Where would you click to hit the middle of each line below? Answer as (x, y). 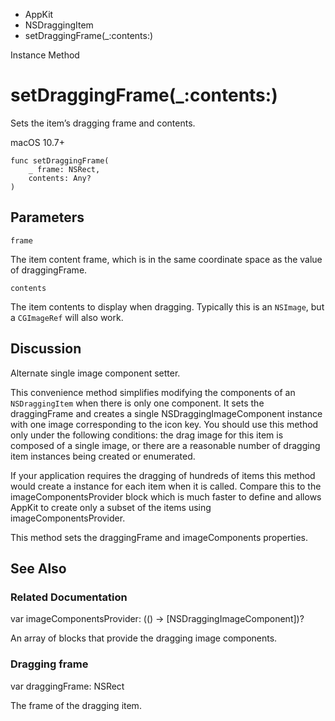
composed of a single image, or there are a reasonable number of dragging (165, 445)
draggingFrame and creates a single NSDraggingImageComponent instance (166, 413)
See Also (38, 568)
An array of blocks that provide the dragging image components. (144, 638)
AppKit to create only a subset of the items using (111, 507)
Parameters (47, 217)
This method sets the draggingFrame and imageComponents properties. (159, 537)
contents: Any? (60, 178)
